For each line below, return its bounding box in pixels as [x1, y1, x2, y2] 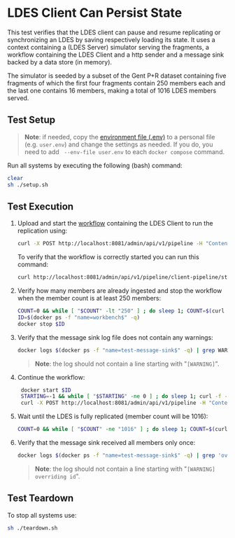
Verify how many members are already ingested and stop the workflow [17, 287, 222, 295]
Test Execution [7, 200, 74, 212]
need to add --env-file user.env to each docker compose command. [24, 147, 225, 156]
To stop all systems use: [7, 511, 77, 519]
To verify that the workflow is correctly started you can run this [17, 253, 199, 261]
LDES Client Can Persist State [7, 5, 183, 21]
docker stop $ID [17, 320, 65, 327]
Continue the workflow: [17, 373, 85, 381]
